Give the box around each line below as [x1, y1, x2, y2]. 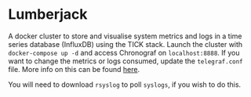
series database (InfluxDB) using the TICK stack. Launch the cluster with [8, 39, 243, 48]
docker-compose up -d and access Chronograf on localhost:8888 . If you [8, 48, 240, 57]
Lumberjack [8, 5, 88, 23]
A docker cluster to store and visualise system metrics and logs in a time [8, 31, 242, 41]
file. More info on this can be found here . [8, 64, 140, 74]
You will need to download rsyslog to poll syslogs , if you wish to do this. [8, 80, 242, 89]
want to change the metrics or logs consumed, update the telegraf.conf [8, 56, 243, 66]
